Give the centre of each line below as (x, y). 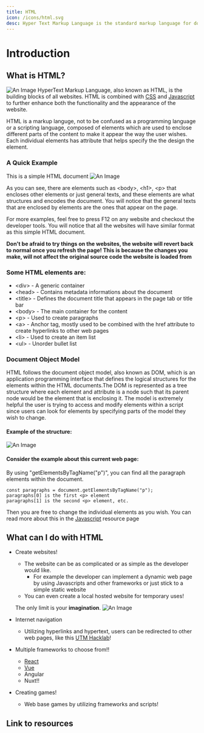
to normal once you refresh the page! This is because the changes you (97, 250)
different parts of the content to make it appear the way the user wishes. (97, 134)
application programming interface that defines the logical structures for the (101, 379)
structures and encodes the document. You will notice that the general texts (101, 200)
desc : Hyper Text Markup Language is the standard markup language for (99, 23)
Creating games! (36, 692)
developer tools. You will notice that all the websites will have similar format (101, 225)
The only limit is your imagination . (58, 608)
